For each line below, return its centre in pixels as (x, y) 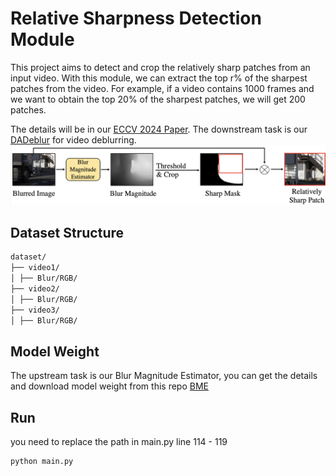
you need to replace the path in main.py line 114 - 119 (119, 442)
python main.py (42, 462)
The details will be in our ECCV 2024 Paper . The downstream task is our (159, 129)
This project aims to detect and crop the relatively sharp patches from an (160, 67)
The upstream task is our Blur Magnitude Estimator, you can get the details (164, 376)
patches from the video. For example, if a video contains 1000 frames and (162, 88)
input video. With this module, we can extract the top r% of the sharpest (159, 78)
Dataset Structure (67, 232)
